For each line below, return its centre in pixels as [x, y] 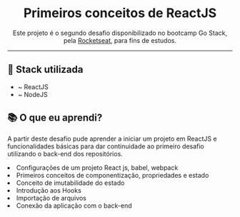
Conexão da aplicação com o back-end [74, 206]
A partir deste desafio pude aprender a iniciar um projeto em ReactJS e [112, 138]
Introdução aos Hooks [49, 190]
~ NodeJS [32, 94]
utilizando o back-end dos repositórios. [65, 153]
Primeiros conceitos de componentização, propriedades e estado [113, 175]
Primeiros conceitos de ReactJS [120, 13]
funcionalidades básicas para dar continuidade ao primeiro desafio [106, 146]
